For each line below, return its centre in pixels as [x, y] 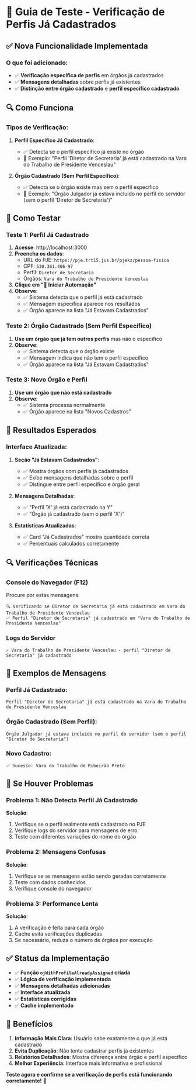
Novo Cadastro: [29, 754]
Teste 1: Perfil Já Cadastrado [48, 234]
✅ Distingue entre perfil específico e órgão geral [81, 484]
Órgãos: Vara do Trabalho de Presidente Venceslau [86, 279]
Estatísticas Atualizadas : [45, 525]
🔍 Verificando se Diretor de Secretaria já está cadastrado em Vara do [96, 607]
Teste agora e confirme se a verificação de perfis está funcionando [89, 1074]
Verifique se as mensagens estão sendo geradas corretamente [90, 876]
